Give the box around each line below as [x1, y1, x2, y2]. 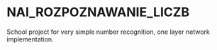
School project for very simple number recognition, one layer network [6, 27, 210, 36]
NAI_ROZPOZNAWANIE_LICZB [6, 4, 189, 20]
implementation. [6, 35, 54, 43]
